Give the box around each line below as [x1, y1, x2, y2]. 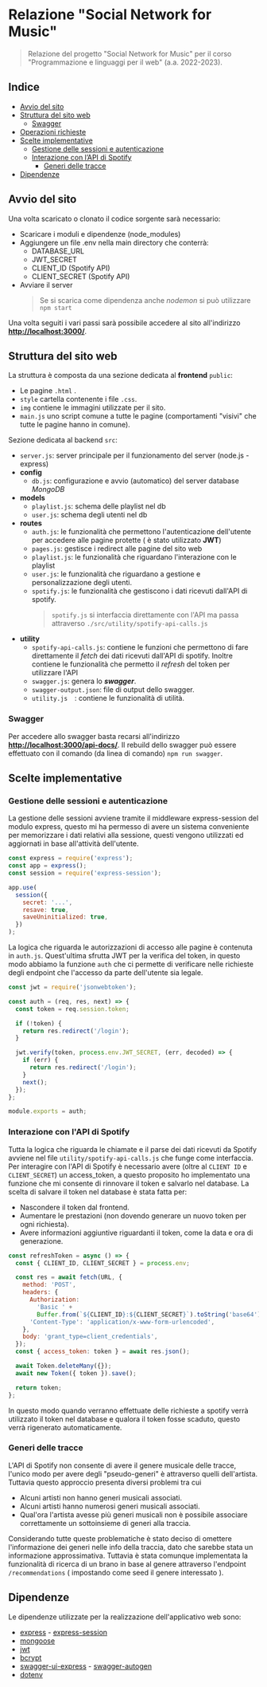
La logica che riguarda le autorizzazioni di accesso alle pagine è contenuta [8, 942, 253, 952]
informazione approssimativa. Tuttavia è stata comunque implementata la [8, 1551, 249, 1560]
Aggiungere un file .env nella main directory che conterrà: [19, 238, 209, 247]
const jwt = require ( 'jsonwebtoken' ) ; [8, 983, 137, 992]
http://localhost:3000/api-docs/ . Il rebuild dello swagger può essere [8, 740, 237, 749]
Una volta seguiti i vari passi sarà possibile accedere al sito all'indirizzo [8, 317, 241, 328]
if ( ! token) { [15, 1019, 62, 1028]
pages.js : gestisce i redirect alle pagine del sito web [31, 544, 203, 553]
